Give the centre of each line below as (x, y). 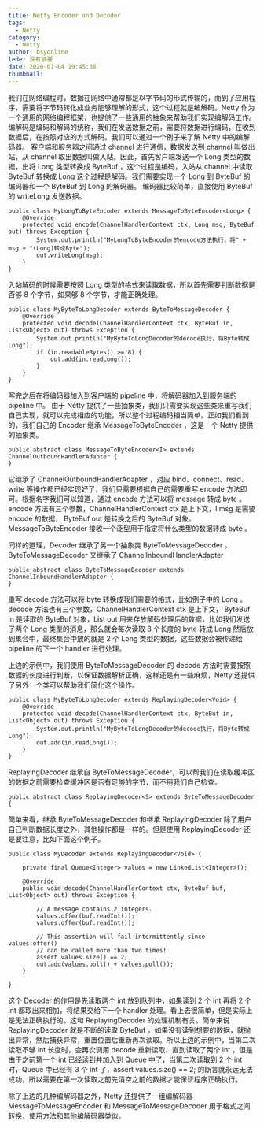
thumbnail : (26, 74)
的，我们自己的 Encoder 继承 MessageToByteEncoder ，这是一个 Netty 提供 (131, 425)
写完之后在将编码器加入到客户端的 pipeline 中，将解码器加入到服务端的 (123, 395)
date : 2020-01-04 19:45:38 (52, 67)
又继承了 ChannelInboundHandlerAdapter (156, 555)
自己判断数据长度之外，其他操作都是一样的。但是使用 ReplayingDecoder (125, 829)
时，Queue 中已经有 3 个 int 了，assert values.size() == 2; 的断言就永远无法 (130, 1069)
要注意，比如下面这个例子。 (59, 839)
